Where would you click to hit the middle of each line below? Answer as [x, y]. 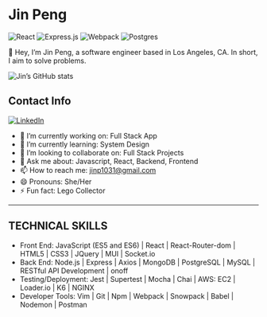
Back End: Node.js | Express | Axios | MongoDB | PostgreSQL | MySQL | [137, 262]
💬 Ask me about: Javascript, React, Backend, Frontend [109, 161]
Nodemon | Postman [53, 304]
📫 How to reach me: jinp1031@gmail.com [88, 170]
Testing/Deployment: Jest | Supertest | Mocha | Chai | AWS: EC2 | [128, 279]
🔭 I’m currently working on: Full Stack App [88, 135]
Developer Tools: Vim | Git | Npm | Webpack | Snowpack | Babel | [127, 295]
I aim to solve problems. [47, 61]
